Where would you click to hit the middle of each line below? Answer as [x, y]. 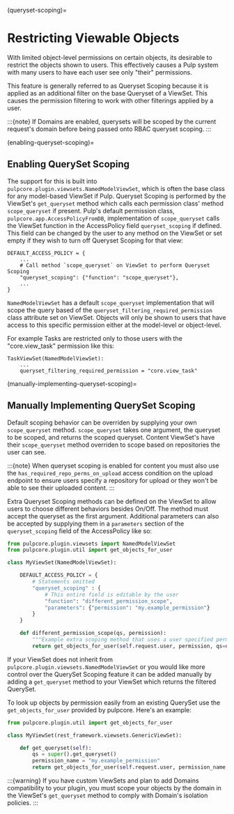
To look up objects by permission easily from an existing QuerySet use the [114, 702]
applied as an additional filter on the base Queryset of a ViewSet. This [107, 93]
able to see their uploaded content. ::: [61, 488]
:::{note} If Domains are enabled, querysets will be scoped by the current [112, 121]
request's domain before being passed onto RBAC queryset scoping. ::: [109, 129]
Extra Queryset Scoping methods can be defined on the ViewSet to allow [112, 501]
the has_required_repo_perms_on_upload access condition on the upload [110, 473]
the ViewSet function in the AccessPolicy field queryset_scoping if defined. [115, 225]
